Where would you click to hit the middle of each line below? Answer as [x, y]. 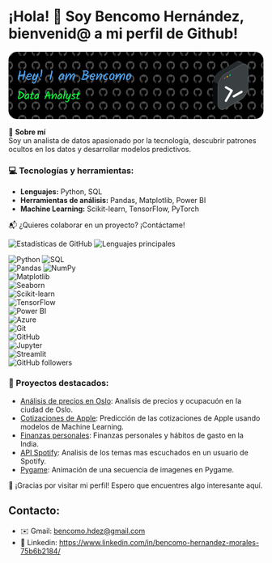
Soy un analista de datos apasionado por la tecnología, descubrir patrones [132, 141]
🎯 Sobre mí [27, 132]
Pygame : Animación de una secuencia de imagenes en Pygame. [127, 469]
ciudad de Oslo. [46, 409]
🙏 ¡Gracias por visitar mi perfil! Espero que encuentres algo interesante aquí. [136, 485]
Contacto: [34, 511]
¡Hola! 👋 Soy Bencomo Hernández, [126, 17]
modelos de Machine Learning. [72, 426]
